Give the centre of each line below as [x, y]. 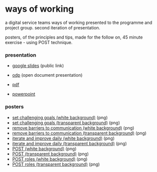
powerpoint [24, 94]
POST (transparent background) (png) [50, 154]
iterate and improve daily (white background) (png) [63, 138]
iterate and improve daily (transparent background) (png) [69, 143]
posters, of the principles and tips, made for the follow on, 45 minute [74, 37]
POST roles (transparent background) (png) [56, 164]
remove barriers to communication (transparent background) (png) [79, 133]
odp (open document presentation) [47, 75]
